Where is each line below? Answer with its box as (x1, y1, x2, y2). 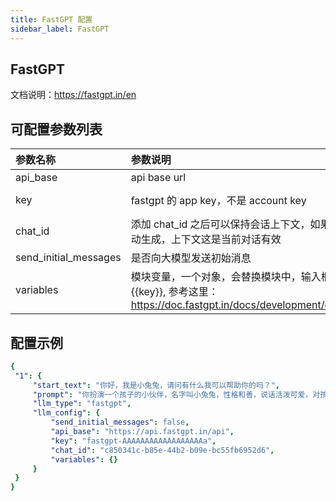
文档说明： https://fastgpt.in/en (10, 89, 137, 101)
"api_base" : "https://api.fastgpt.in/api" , (50, 427, 235, 437)
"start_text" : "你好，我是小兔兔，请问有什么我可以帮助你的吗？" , (32, 380, 281, 390)
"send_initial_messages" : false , (50, 417, 190, 428)
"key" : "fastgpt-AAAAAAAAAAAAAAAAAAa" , (50, 436, 217, 446)
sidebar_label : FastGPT (10, 24, 110, 34)
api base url (130, 171, 187, 185)
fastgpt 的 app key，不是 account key (130, 194, 307, 208)
